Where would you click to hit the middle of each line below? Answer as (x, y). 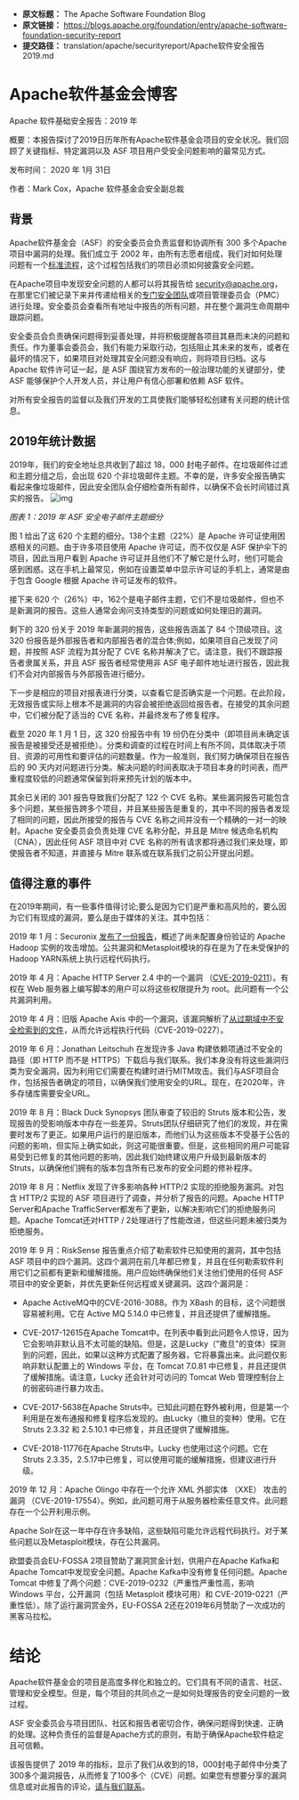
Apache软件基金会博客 (93, 95)
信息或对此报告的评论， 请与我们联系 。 (79, 1787)
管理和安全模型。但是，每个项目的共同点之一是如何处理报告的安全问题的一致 (149, 1693)
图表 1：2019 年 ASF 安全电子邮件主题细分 (86, 516)
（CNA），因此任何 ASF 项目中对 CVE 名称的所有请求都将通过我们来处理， (145, 841)
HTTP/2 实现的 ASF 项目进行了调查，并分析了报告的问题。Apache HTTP (152, 1198)
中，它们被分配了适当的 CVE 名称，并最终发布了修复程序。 (117, 715)
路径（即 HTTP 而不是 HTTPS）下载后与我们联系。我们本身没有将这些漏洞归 (149, 1060)
